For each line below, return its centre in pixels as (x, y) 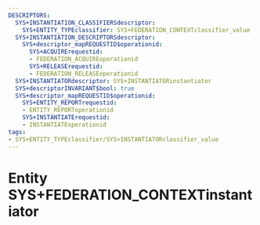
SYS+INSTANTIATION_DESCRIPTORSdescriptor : (85, 37)
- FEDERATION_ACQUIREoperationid (83, 60)
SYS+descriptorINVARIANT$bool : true (75, 88)
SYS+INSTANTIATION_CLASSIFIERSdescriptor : (85, 23)
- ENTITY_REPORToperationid (68, 111)
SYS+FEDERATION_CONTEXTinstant (130, 195)
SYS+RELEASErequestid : (66, 67)
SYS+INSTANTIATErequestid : (66, 118)
